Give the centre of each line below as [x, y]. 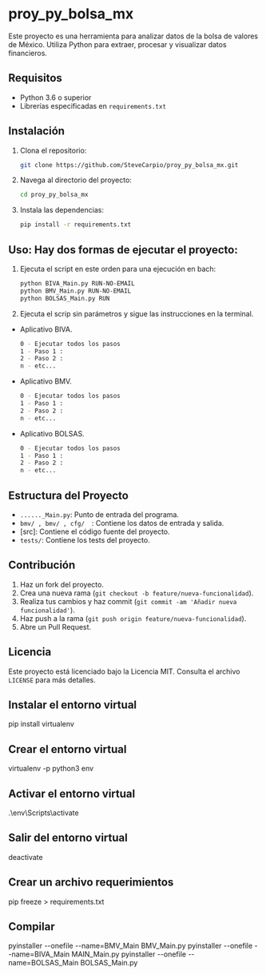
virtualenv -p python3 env [51, 769]
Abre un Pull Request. [56, 627]
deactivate [26, 857]
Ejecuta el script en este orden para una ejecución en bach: [118, 269]
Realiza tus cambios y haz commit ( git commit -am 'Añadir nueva [128, 601]
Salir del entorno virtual [68, 838]
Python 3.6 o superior [56, 97]
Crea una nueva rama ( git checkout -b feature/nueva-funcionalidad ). [137, 593]
